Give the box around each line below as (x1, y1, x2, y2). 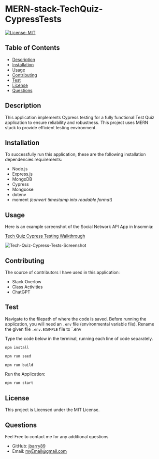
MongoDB (12, 176, 32, 182)
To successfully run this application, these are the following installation (5, 152, 146, 157)
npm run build (5, 362, 34, 367)
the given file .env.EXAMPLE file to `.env (5, 326, 82, 332)
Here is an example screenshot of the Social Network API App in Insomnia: (5, 224, 154, 229)
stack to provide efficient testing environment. (5, 124, 97, 130)
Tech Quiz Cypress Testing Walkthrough (5, 233, 86, 239)
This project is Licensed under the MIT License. (5, 407, 100, 413)
